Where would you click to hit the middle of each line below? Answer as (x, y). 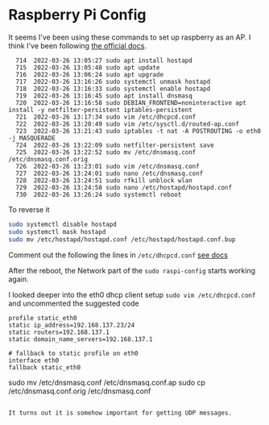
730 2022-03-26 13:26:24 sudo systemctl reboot (99, 194)
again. (19, 279)
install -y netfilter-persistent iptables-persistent (101, 110)
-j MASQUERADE (32, 138)
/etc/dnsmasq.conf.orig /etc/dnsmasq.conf (80, 391)
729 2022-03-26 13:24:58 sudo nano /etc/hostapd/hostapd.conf (124, 187)
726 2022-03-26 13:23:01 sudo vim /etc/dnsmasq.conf (108, 166)
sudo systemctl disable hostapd (62, 224)
